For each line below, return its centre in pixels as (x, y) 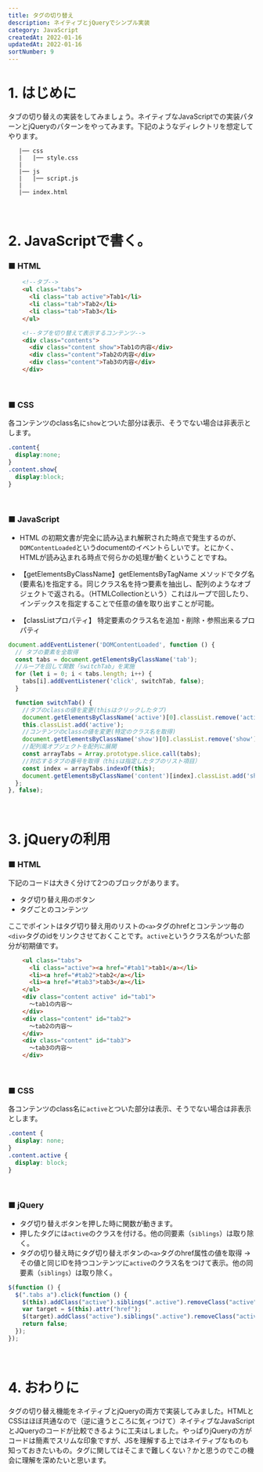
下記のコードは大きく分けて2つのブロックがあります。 (96, 882)
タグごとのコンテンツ (54, 909)
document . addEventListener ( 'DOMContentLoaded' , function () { (112, 645)
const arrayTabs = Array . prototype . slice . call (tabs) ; (112, 754)
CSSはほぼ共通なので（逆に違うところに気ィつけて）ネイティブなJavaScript (131, 1421)
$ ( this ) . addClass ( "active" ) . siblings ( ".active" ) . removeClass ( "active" (140, 1302)
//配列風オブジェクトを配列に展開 (70, 747)
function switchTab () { (54, 703)
